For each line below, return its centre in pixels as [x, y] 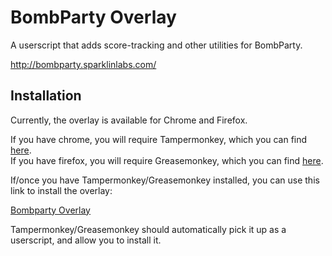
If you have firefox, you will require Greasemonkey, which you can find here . [167, 160]
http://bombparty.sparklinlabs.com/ [83, 64]
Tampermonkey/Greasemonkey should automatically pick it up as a [148, 229]
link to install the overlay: [61, 190]
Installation [46, 96]
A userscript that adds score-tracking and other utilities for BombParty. [156, 45]
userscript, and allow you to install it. [86, 240]
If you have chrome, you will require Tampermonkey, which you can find [159, 139]
